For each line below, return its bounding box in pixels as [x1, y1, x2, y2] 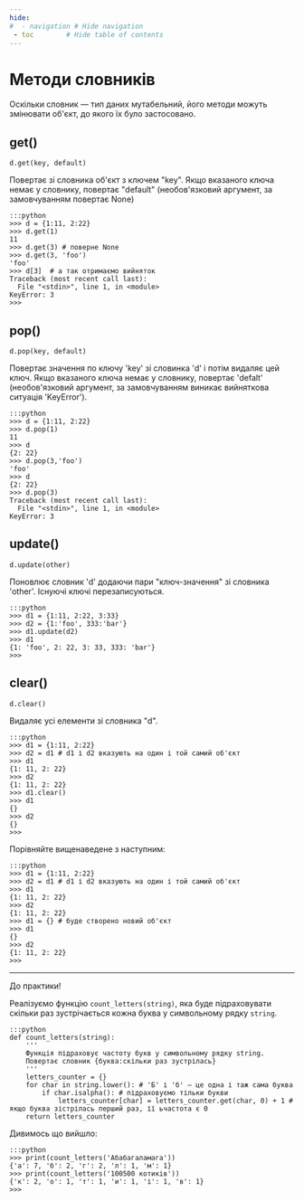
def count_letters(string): [9, 1033, 116, 1042]
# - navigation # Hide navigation [9, 22, 144, 31]
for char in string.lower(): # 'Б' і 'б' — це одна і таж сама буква [25, 1080, 294, 1090]
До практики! [9, 980, 62, 991]
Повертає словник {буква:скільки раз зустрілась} [25, 1056, 217, 1065]
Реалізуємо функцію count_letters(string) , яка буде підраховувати [9, 998, 271, 1008]
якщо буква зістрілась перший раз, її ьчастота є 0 [9, 1104, 208, 1113]
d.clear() [9, 699, 47, 708]
